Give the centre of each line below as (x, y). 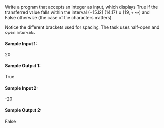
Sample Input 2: (22, 88)
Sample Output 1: (23, 65)
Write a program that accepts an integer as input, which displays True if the (82, 7)
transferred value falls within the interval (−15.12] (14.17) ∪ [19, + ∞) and (78, 12)
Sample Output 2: (23, 110)
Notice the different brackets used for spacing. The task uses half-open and (82, 27)
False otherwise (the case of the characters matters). (59, 17)
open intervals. (20, 32)
